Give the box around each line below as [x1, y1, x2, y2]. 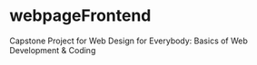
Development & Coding [9, 44, 96, 55]
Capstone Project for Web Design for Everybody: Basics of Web [9, 35, 248, 46]
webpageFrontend [9, 5, 152, 26]
